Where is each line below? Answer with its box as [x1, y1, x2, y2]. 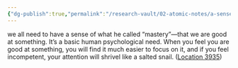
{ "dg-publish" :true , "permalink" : [7, 10, 106, 18]
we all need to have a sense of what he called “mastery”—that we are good [7, 30, 227, 38]
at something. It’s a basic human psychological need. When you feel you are [7, 37, 229, 46]
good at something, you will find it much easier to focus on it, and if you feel [7, 45, 229, 53]
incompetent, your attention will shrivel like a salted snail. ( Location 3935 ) [7, 52, 222, 61]
